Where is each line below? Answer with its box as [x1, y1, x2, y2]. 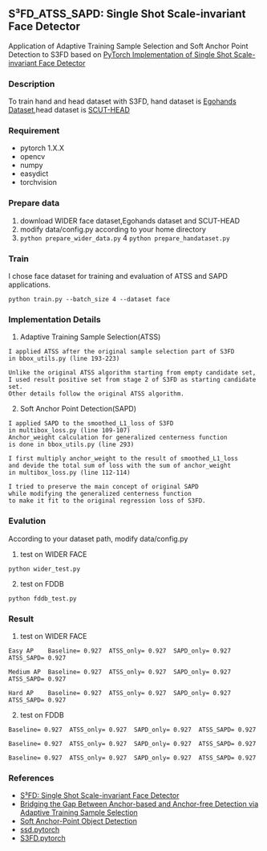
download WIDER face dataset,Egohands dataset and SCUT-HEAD [19, 215, 241, 225]
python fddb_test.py [8, 595, 78, 603]
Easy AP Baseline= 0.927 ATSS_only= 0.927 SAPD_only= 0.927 [8, 647, 231, 655]
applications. [8, 280, 51, 289]
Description [8, 78, 55, 89]
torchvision [19, 178, 58, 187]
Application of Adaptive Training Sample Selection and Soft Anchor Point [8, 41, 249, 51]
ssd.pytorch [19, 824, 60, 835]
